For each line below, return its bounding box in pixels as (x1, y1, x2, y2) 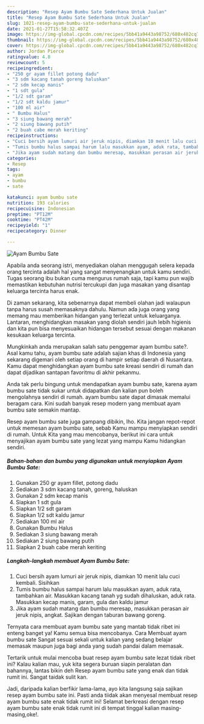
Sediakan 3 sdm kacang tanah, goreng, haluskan (15, 485, 138, 493)
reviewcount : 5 (7, 59, 45, 65)
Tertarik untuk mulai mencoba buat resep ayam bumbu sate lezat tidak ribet (7, 654, 196, 661)
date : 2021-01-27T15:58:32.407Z (7, 25, 88, 32)
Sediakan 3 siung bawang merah (15, 530, 98, 538)
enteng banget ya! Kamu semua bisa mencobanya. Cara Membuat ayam (7, 629, 187, 636)
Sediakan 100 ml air (15, 518, 65, 525)
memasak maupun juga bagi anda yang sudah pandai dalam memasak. (7, 642, 184, 650)
